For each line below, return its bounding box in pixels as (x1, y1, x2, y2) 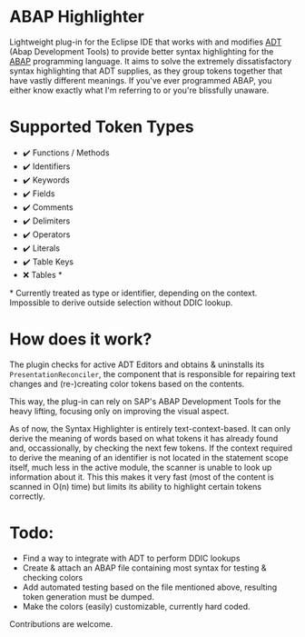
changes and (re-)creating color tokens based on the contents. (9, 378, 245, 389)
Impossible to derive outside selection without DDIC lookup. (9, 297, 233, 308)
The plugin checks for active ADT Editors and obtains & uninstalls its (9, 359, 265, 370)
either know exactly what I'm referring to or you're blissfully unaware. (9, 85, 270, 95)
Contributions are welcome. (9, 618, 113, 629)
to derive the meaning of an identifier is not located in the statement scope (9, 452, 289, 463)
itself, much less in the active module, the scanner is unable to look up (9, 462, 272, 473)
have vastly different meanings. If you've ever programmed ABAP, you (9, 75, 272, 85)
